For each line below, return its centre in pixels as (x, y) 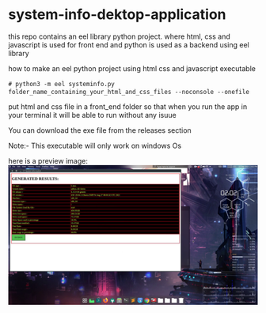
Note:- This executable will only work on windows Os (95, 145)
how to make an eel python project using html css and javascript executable (132, 68)
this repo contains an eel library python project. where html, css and (120, 36)
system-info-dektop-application (118, 15)
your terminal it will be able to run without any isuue (92, 115)
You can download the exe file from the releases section (100, 130)
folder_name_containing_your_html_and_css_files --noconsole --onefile (129, 92)
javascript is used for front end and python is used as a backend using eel (129, 44)
